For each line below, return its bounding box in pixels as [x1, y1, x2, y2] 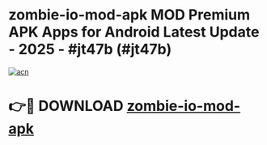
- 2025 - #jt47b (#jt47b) [8, 41, 172, 58]
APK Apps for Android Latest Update [8, 23, 260, 41]
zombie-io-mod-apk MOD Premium [8, 6, 251, 24]
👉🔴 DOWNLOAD [8, 97, 124, 115]
